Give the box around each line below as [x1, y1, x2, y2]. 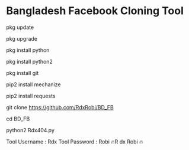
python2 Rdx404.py [6, 126, 55, 133]
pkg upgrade [6, 35, 37, 42]
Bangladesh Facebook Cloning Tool [6, 4, 184, 18]
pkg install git [6, 69, 39, 76]
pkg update [6, 24, 34, 31]
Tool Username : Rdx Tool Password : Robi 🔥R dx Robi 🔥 [6, 138, 143, 145]
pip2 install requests [6, 92, 56, 99]
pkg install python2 [6, 58, 53, 65]
